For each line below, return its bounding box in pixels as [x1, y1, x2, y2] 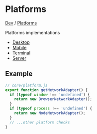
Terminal [12, 50, 31, 56]
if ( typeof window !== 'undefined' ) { [9, 92, 91, 97]
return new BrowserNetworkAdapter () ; [14, 97, 93, 102]
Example [5, 70, 33, 78]
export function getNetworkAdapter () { [5, 87, 88, 93]
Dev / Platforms [5, 20, 37, 26]
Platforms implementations [5, 29, 60, 35]
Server [12, 55, 26, 61]
